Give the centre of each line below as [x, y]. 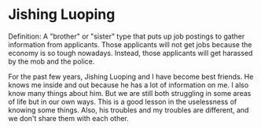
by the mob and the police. [51, 61]
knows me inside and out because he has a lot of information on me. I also [129, 85]
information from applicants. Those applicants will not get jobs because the [130, 44]
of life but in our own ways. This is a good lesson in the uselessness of [123, 101]
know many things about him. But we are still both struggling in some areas [130, 93]
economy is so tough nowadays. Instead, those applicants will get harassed [130, 53]
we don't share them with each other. [69, 118]
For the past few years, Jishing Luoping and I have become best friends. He [131, 76]
